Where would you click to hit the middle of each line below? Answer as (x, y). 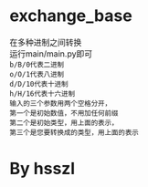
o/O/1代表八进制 (37, 74)
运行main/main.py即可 (51, 53)
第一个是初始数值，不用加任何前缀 (64, 113)
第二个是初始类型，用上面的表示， (64, 123)
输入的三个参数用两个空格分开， (61, 103)
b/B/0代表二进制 (37, 65)
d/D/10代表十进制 (39, 84)
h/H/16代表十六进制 (42, 93)
